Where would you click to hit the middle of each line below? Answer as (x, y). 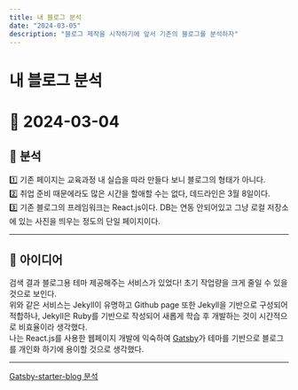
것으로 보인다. (33, 294)
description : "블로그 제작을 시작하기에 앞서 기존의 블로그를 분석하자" (124, 34)
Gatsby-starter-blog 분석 (54, 377)
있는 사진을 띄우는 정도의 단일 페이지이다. (90, 221)
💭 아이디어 (36, 259)
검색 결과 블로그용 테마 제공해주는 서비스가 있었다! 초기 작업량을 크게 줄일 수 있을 (149, 283)
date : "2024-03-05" (45, 26)
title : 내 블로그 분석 (46, 17)
